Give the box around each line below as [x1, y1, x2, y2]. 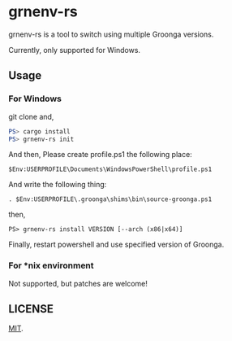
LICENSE [8, 302, 54, 316]
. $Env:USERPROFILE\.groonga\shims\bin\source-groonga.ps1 [8, 195, 213, 203]
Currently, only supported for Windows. [8, 45, 140, 55]
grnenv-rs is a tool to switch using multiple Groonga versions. [8, 29, 214, 39]
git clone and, [8, 111, 54, 121]
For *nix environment [8, 260, 95, 271]
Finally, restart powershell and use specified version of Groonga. [8, 239, 225, 250]
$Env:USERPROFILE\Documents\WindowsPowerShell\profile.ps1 [8, 165, 213, 173]
